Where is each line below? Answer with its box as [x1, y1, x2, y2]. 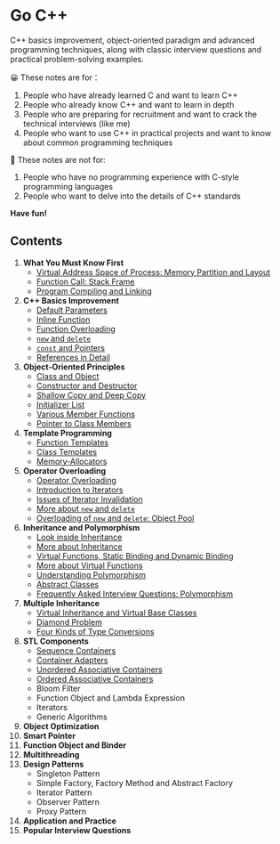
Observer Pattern [36, 796, 100, 807]
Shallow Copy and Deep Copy [36, 389, 147, 401]
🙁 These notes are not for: [10, 154, 106, 165]
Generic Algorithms [36, 711, 108, 722]
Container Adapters [36, 654, 108, 665]
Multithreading [22, 749, 80, 759]
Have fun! [10, 207, 47, 218]
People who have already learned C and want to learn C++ [22, 90, 238, 101]
